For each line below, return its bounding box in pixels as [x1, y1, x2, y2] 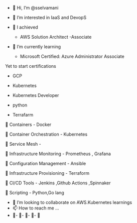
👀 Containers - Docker [5, 122, 52, 128]
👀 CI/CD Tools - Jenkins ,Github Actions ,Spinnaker [5, 180, 111, 186]
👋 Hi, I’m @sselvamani [12, 5, 59, 11]
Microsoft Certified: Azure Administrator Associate [20, 53, 124, 59]
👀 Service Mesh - [5, 141, 41, 147]
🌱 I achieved [12, 24, 39, 30]
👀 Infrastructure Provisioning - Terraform [5, 170, 89, 176]
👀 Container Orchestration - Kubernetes [5, 131, 88, 137]
